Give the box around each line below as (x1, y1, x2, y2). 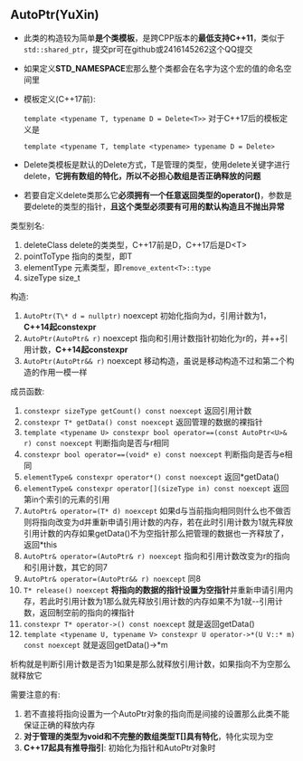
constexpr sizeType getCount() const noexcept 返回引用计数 (23, 404, 252, 415)
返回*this (23, 538, 58, 550)
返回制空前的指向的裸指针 (39, 606, 135, 618)
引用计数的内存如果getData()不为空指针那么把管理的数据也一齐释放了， (23, 528, 289, 538)
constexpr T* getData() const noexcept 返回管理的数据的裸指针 (23, 416, 263, 427)
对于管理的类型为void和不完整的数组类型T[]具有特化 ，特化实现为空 (23, 730, 274, 741)
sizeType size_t (23, 271, 80, 283)
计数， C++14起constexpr (31, 344, 128, 355)
